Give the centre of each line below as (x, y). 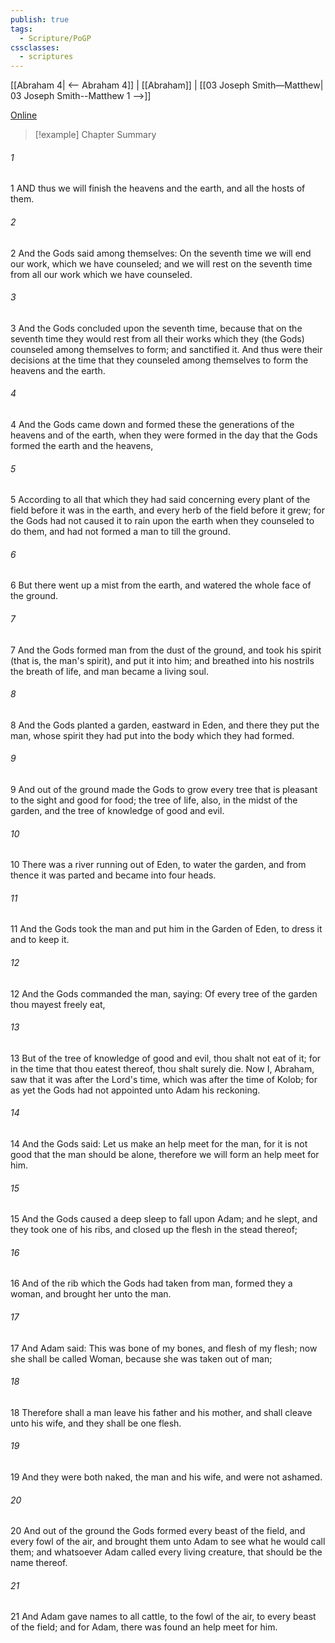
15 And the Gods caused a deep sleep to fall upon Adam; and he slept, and (164, 1219)
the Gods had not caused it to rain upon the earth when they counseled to (162, 521)
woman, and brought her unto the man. (91, 1294)
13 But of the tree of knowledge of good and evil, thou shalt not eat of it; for (166, 1058)
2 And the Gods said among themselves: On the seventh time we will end (161, 253)
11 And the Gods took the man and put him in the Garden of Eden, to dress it (166, 929)
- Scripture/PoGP (55, 38)
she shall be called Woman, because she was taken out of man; (141, 1358)
